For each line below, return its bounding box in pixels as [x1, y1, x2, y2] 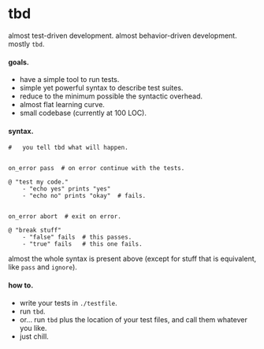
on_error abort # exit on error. [8, 213, 122, 221]
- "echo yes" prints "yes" [22, 185, 111, 193]
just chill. [19, 332, 49, 341]
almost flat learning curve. [19, 100, 105, 110]
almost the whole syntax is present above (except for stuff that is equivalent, [8, 254, 257, 264]
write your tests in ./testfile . [19, 298, 118, 307]
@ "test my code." [8, 178, 69, 186]
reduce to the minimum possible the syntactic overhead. [19, 91, 203, 101]
